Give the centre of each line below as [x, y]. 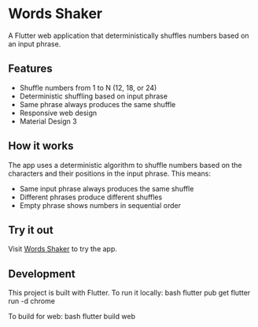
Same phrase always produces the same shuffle [98, 104]
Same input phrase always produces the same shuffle [107, 188]
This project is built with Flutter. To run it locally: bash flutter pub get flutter [129, 293]
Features [30, 69]
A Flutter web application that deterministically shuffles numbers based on [129, 35]
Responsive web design [58, 113]
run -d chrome [31, 301]
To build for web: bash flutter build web [72, 317]
